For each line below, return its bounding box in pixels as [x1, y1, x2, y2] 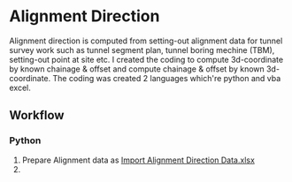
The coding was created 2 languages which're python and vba [52, 72, 281, 83]
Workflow [9, 108, 65, 123]
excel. [9, 82, 31, 93]
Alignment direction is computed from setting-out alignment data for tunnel [9, 35, 283, 46]
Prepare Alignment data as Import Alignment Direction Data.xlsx [21, 155, 255, 165]
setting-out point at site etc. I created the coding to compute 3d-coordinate [9, 54, 284, 64]
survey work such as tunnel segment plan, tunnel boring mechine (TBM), [9, 44, 275, 55]
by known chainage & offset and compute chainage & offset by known [9, 64, 265, 74]
